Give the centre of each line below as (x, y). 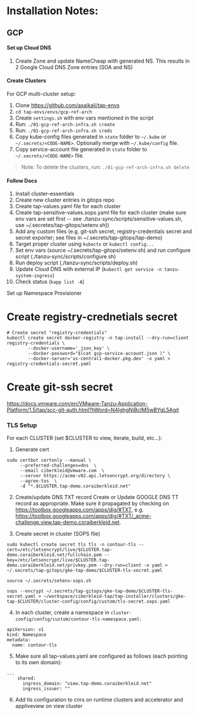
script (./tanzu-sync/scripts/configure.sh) (66, 257)
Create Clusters (27, 80)
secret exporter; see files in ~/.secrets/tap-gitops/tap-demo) (89, 238)
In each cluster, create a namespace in (62, 613)
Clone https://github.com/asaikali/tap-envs (67, 105)
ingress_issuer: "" (46, 689)
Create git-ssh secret (60, 387)
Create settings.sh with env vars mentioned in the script (84, 118)
